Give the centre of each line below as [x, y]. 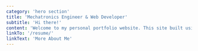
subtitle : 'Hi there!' [34, 22]
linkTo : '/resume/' [30, 33]
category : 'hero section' [38, 11]
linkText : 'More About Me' [39, 39]
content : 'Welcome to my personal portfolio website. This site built [95, 28]
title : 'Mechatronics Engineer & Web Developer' [67, 17]
